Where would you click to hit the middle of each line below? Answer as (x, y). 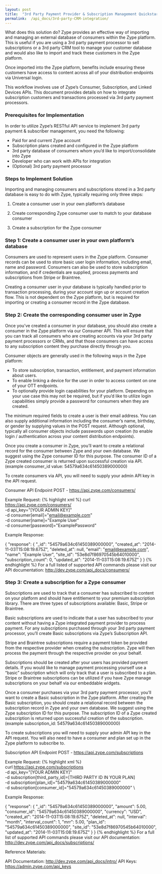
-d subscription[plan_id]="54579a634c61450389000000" (63, 782)
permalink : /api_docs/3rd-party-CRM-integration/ (57, 18)
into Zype (21, 156)
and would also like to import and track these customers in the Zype (73, 53)
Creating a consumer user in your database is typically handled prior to (75, 287)
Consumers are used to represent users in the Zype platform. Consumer (77, 257)
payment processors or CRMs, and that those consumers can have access (79, 341)
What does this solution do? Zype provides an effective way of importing (77, 32)
